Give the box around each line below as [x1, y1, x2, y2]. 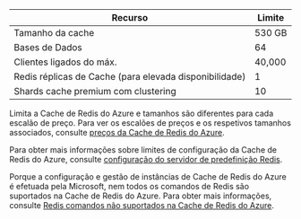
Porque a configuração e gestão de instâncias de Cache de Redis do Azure [9, 171, 287, 182]
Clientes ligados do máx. [13, 56, 117, 68]
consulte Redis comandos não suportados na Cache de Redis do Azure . [9, 200, 275, 210]
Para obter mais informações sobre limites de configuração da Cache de [9, 145, 278, 155]
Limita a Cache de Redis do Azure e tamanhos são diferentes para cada [9, 108, 274, 118]
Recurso [111, 12, 149, 23]
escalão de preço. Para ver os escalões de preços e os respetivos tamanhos [9, 118, 291, 128]
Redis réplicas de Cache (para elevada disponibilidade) [13, 71, 246, 83]
